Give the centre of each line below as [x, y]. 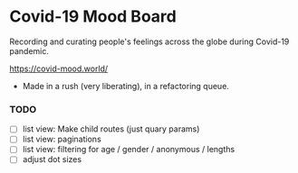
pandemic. [29, 50]
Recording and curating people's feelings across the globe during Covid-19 [149, 41]
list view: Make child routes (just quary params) [111, 129]
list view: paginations [62, 139]
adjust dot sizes [52, 159]
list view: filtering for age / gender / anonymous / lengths [129, 150]
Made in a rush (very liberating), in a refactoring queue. [125, 86]
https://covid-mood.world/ [59, 68]
